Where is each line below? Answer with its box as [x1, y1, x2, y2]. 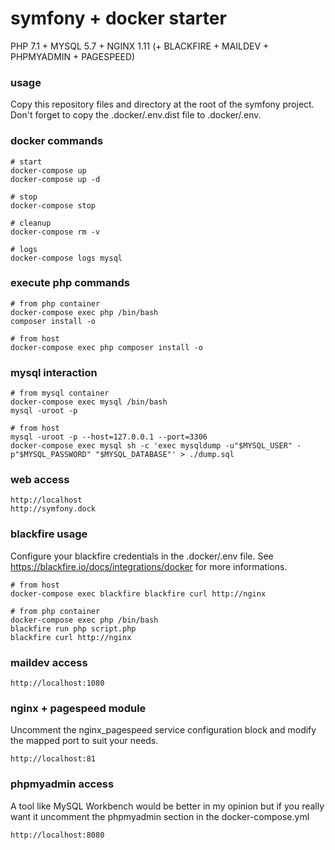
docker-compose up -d [10, 174, 101, 184]
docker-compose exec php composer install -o [10, 342, 203, 352]
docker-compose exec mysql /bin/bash [10, 397, 168, 407]
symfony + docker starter [10, 7, 227, 30]
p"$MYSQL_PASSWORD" [10, 450, 92, 460]
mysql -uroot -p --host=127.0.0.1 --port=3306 [10, 432, 208, 442]
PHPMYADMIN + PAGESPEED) [10, 50, 136, 62]
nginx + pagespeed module [10, 701, 147, 715]
